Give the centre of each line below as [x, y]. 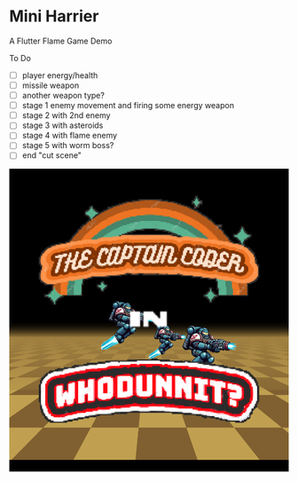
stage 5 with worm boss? [68, 146]
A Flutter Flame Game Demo [61, 41]
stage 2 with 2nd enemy [66, 115]
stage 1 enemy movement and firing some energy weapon [128, 106]
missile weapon [51, 85]
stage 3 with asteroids [63, 125]
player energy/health [60, 75]
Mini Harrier [54, 16]
